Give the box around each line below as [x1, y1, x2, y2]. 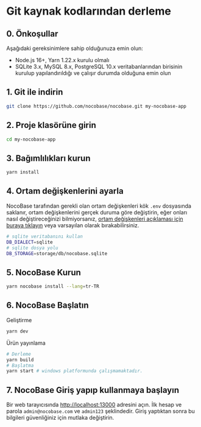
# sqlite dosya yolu [6, 245, 59, 251]
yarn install [6, 169, 40, 175]
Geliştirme [6, 316, 32, 323]
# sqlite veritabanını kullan [6, 233, 83, 239]
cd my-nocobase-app [6, 136, 56, 143]
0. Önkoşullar [6, 29, 58, 39]
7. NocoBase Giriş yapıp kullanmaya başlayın [6, 385, 180, 395]
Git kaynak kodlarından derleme [6, 4, 172, 18]
